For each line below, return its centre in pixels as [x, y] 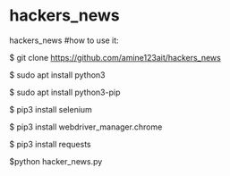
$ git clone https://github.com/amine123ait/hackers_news [115, 57]
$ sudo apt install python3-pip [65, 92]
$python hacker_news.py [56, 161]
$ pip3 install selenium [51, 109]
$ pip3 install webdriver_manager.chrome [86, 127]
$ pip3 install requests [50, 144]
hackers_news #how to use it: [64, 40]
